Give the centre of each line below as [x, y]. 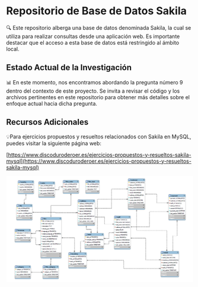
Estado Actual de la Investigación [69, 67]
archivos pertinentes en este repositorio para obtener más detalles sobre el [98, 97]
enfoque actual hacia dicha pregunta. [52, 103]
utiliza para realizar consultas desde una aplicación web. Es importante [93, 36]
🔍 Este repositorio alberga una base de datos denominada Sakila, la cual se [99, 27]
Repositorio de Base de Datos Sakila [96, 11]
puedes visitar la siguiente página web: [54, 143]
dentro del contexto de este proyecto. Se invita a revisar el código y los [93, 91]
